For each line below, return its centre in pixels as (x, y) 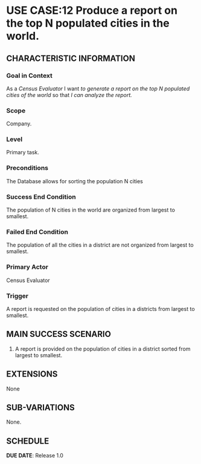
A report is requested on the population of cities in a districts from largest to (101, 309)
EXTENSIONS (32, 374)
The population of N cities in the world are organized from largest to (91, 210)
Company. (19, 124)
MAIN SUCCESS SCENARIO (59, 334)
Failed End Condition (37, 231)
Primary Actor (27, 267)
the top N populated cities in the (88, 23)
